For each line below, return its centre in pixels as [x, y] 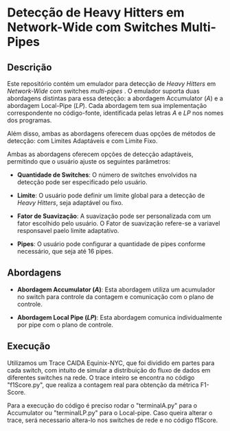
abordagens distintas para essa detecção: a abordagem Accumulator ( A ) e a [115, 98]
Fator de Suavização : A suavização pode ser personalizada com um [114, 216]
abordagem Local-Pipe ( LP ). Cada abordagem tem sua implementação [107, 106]
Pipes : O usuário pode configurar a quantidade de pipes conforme [111, 244]
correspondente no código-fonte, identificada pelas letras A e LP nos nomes [115, 113]
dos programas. [30, 120]
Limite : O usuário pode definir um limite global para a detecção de [111, 195]
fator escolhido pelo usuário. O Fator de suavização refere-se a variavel [118, 223]
